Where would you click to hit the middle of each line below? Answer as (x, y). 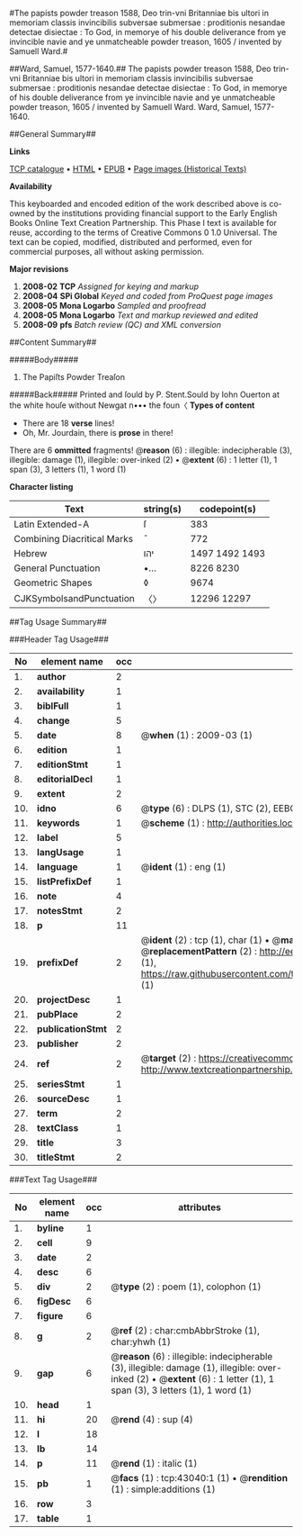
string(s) (163, 509)
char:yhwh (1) (141, 1342)
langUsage (61, 852)
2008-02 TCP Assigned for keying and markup (111, 286)
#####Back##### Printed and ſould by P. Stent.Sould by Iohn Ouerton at (145, 394)
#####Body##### (44, 360)
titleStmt (56, 1157)
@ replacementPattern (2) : (199, 951)
